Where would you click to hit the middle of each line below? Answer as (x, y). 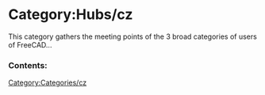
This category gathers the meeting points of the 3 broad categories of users (133, 36)
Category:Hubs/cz (71, 15)
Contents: (28, 65)
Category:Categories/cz (48, 83)
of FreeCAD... (30, 44)
